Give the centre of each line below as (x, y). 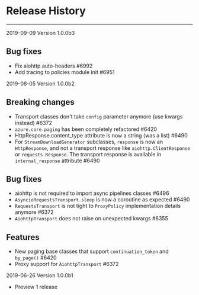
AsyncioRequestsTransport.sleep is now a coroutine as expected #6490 (102, 200)
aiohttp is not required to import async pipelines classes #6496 (92, 193)
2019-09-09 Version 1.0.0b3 (41, 33)
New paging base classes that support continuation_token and (92, 251)
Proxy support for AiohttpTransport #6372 (67, 264)
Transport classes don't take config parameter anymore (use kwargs (99, 116)
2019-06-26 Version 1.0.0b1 (40, 275)
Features (23, 237)
